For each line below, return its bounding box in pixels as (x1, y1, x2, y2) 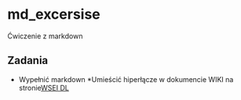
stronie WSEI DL (18, 83, 70, 92)
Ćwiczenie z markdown (7, 31, 83, 41)
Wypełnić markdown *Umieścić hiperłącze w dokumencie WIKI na (18, 74, 234, 84)
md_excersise (7, 5, 101, 23)
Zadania (7, 54, 49, 67)
